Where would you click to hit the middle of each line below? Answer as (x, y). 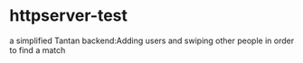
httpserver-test (69, 16)
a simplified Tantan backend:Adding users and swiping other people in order (152, 40)
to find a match (38, 49)
